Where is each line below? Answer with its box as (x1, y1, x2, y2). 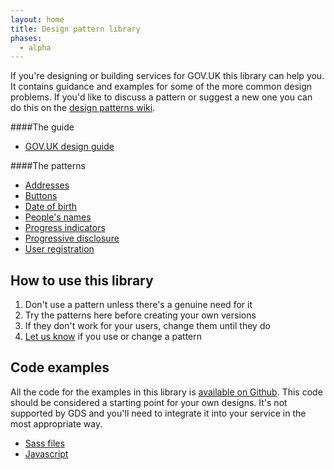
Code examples (10, 359, 110, 376)
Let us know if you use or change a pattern (24, 331, 202, 343)
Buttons (24, 190, 58, 202)
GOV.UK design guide (24, 141, 115, 153)
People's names (24, 211, 92, 223)
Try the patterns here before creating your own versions (24, 309, 257, 321)
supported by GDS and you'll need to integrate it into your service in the (10, 407, 307, 419)
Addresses (24, 179, 70, 191)
